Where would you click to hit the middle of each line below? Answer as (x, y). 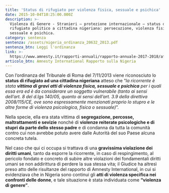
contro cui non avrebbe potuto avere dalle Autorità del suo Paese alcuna (80, 133)
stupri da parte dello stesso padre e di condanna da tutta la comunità (78, 128)
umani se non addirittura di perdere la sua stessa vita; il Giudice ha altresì (81, 164)
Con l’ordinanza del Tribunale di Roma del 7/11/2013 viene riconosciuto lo (81, 75)
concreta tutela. (22, 138)
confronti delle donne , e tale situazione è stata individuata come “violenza (83, 180)
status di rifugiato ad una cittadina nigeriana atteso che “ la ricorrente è (80, 81)
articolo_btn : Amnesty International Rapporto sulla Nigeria (71, 61)
